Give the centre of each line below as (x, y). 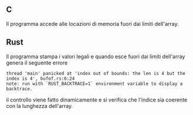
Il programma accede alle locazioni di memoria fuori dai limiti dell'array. (93, 23)
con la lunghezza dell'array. (40, 106)
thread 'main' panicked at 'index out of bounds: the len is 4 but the (96, 73)
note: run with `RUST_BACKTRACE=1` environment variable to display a (94, 84)
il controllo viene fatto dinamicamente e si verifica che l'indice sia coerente (97, 100)
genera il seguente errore (37, 62)
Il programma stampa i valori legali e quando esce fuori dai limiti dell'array (96, 56)
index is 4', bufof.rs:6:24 (41, 79)
